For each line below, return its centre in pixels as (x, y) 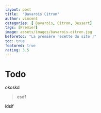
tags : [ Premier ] (21, 28)
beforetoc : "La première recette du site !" (51, 37)
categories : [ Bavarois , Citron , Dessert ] (49, 23)
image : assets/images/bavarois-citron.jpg (49, 32)
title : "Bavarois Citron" (32, 14)
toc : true (15, 41)
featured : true (20, 46)
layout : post (18, 9)
